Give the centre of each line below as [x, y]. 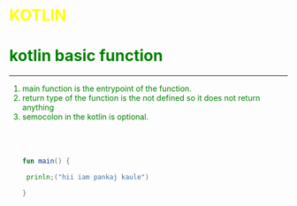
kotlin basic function [86, 56]
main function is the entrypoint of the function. [107, 88]
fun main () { [46, 161]
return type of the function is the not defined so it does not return [141, 98]
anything [38, 108]
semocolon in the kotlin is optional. [85, 117]
